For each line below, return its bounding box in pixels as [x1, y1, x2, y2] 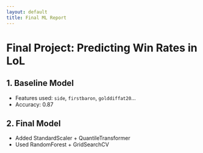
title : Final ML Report [6, 15, 67, 21]
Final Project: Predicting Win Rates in [6, 41, 198, 55]
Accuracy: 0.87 [15, 101, 54, 108]
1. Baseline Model [6, 78, 74, 88]
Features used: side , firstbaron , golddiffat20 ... [15, 94, 136, 101]
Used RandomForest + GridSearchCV [15, 141, 110, 148]
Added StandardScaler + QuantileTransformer [15, 135, 130, 142]
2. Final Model [6, 118, 61, 129]
